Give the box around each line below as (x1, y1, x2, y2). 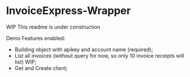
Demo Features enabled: (6, 34, 66, 41)
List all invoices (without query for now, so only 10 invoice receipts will (14, 52, 185, 59)
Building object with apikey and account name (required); (14, 45, 154, 53)
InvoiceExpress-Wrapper (6, 4, 131, 17)
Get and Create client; (14, 64, 68, 71)
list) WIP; (14, 58, 37, 65)
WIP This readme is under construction (6, 23, 101, 30)
